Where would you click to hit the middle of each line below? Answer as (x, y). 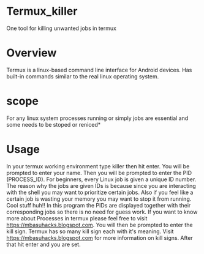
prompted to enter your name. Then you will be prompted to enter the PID (99, 173)
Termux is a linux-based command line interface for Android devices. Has (99, 70)
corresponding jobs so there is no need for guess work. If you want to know (102, 212)
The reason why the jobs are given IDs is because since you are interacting (101, 185)
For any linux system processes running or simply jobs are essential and (97, 118)
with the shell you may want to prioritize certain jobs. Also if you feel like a (100, 192)
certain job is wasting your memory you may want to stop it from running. (99, 199)
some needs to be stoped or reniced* (54, 124)
